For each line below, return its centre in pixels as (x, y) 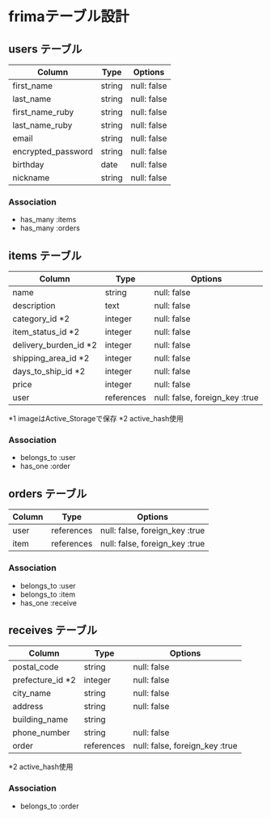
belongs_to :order (49, 806)
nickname (31, 177)
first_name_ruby (43, 112)
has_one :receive (49, 602)
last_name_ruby (42, 125)
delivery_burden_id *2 (55, 345)
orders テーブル (48, 494)
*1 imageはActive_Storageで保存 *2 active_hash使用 (96, 419)
